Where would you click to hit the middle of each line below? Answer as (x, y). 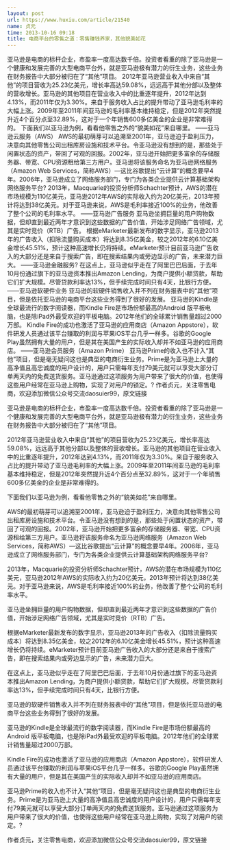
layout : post (26, 13)
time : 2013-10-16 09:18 (41, 33)
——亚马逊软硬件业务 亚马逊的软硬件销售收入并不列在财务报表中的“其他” (110, 291)
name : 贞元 (22, 26)
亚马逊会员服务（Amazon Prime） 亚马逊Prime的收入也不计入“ (120, 351)
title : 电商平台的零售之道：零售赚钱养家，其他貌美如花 (76, 39)
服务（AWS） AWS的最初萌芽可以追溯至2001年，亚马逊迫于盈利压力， (118, 136)
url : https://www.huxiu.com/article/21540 (68, 20)
